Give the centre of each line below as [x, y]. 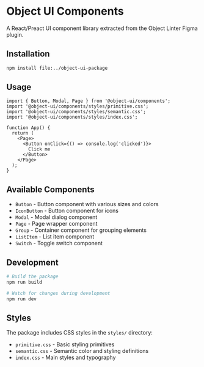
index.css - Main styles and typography [65, 358]
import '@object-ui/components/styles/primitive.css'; [78, 106]
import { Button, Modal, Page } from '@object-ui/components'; [89, 101]
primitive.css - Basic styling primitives [65, 344]
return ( [23, 133]
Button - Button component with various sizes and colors [87, 204]
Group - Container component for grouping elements [81, 230]
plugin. [15, 34]
